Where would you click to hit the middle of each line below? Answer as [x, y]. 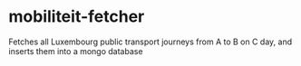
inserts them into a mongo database [76, 51]
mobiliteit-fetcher [77, 17]
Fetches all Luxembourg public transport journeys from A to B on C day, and [150, 42]
